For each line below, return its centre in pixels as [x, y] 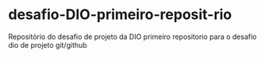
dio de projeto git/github [48, 44]
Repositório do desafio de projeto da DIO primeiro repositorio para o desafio [132, 37]
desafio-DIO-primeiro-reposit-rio [120, 15]
